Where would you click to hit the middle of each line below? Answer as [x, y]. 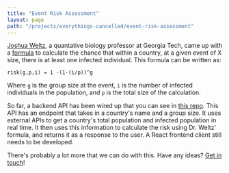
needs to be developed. [40, 142]
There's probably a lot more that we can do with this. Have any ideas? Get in [114, 155]
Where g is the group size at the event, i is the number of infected [100, 85]
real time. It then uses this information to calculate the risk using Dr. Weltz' [112, 128]
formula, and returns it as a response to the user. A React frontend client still [114, 135]
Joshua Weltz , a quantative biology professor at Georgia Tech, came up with [115, 46]
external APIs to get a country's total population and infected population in [112, 120]
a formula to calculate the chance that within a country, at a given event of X [114, 53]
